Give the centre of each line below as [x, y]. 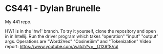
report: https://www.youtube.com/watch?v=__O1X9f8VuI [62, 46]
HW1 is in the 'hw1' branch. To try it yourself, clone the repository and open [81, 31]
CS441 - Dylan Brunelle [53, 8]
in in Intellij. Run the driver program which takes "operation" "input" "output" [82, 36]
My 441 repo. [18, 22]
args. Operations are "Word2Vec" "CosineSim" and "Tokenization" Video [78, 41]
